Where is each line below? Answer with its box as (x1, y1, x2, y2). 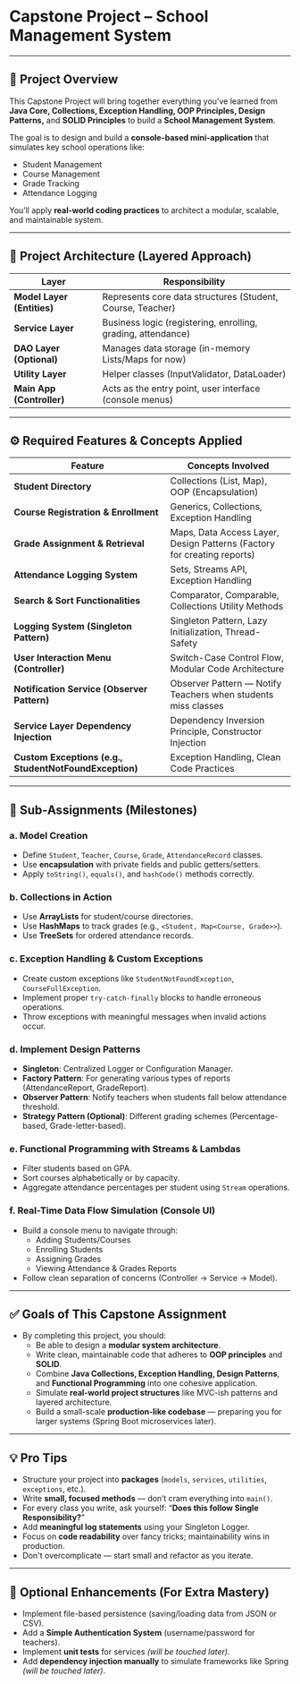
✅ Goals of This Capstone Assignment (9, 1306, 228, 1321)
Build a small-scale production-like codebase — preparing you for (35, 1406, 282, 1417)
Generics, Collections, (170, 500, 262, 513)
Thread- (224, 626, 262, 638)
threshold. (21, 1101, 60, 1112)
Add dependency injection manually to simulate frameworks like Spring (21, 1655, 289, 1666)
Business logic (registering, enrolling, (102, 316, 258, 329)
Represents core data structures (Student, (102, 290, 279, 303)
